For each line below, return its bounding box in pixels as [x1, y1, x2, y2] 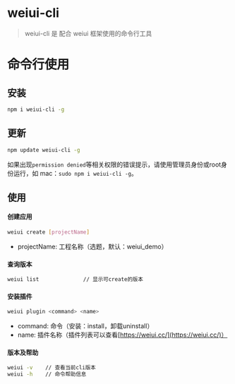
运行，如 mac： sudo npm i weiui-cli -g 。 [13, 169, 138, 177]
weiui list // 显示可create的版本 [7, 276, 143, 283]
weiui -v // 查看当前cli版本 [7, 364, 97, 371]
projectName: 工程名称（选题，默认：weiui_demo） [17, 242, 168, 251]
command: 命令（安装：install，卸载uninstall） [17, 322, 154, 330]
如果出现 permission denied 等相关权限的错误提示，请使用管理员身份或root [7, 160, 222, 169]
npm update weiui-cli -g [7, 146, 80, 153]
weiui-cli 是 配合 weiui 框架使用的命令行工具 [24, 29, 152, 37]
